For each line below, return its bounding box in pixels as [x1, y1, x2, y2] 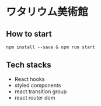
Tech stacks [6, 60, 51, 70]
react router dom [14, 94, 55, 101]
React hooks [14, 75, 45, 82]
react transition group [14, 88, 67, 95]
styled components [14, 82, 61, 89]
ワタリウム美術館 [6, 5, 89, 19]
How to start [6, 29, 52, 38]
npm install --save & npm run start [6, 44, 95, 50]
